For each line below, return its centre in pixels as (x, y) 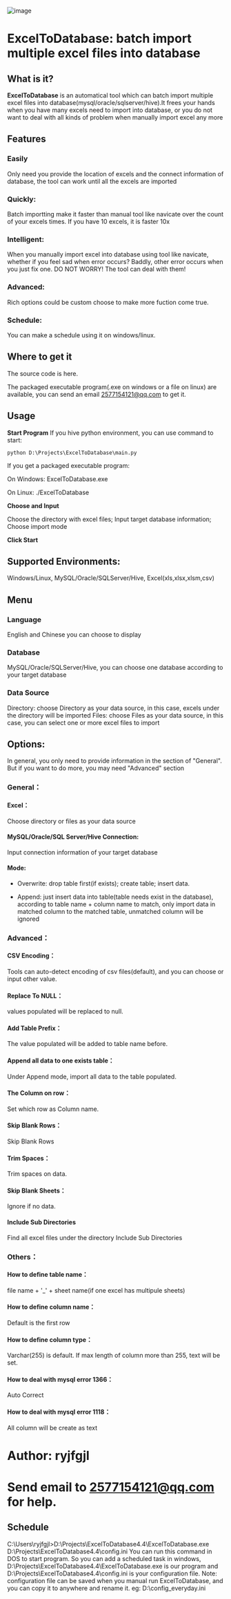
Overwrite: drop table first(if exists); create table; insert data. (103, 883)
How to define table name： (48, 1275)
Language (24, 619)
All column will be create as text (52, 1428)
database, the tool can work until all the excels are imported (92, 181)
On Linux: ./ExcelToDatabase (48, 492)
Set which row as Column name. (53, 1109)
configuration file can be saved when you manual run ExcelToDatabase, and (115, 1580)
